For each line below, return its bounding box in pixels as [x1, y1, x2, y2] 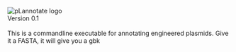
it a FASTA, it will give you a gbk [7, 37, 101, 45]
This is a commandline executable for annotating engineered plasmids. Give [7, 29, 229, 37]
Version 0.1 [7, 14, 39, 22]
